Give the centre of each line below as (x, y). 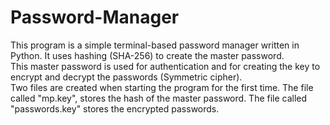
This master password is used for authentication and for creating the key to (165, 66)
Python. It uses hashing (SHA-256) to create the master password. (147, 55)
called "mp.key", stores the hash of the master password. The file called (159, 98)
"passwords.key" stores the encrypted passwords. (115, 108)
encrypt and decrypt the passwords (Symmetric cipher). (126, 77)
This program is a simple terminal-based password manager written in (155, 45)
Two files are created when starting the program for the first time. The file (162, 87)
